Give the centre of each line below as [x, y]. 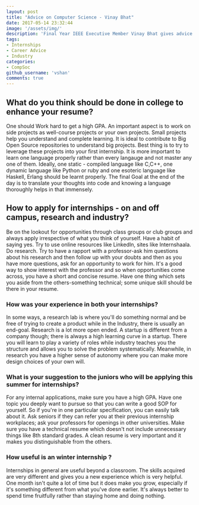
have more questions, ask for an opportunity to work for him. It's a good [94, 264]
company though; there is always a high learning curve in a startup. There [97, 336]
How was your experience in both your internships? [82, 304]
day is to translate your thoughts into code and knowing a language [89, 183]
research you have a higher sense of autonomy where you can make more [97, 355]
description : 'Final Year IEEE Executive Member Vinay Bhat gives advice [99, 34]
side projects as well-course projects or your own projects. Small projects [96, 132]
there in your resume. [32, 289]
